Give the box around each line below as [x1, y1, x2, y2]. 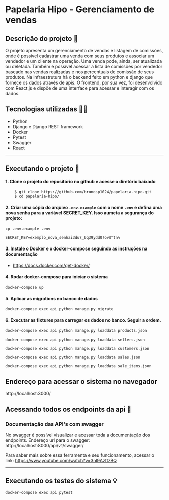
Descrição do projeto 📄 [5, 34, 78, 43]
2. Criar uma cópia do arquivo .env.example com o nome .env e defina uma [5, 205, 162, 210]
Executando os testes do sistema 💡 [5, 477, 118, 485]
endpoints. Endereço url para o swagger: [5, 437, 90, 443]
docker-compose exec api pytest [5, 490, 73, 495]
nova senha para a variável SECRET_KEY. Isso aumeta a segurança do [5, 210, 154, 216]
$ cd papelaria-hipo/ [14, 194, 59, 199]
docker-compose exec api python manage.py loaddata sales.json [5, 355, 141, 360]
